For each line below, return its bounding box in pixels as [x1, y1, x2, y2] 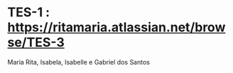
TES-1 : [7, 4, 50, 21]
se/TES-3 [7, 35, 65, 50]
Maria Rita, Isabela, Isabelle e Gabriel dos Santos [7, 57, 151, 66]
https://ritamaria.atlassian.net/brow [7, 19, 226, 35]
